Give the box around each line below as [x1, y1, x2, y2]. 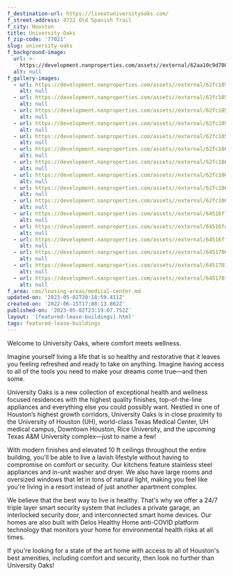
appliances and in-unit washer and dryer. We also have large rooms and [7, 468, 213, 476]
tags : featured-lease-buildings [7, 320, 101, 327]
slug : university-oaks [7, 42, 73, 49]
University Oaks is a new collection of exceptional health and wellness [7, 388, 208, 396]
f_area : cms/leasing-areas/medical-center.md [7, 287, 141, 295]
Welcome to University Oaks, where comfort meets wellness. [7, 339, 182, 347]
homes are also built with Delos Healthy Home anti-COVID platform [7, 518, 199, 526]
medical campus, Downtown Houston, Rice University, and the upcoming [7, 425, 216, 433]
